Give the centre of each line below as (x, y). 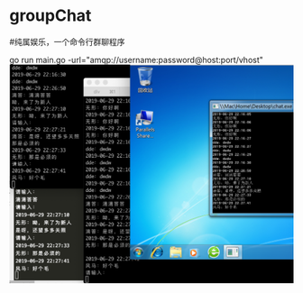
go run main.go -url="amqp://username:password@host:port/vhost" (137, 60)
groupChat (50, 16)
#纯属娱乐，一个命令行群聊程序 (67, 41)
